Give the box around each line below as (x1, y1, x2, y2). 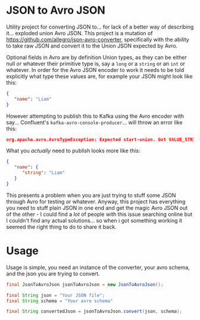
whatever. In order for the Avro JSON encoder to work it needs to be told (6, 66, 185, 73)
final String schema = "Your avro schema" (6, 298, 113, 304)
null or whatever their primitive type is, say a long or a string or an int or (6, 60, 186, 67)
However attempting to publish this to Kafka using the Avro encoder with (6, 112, 185, 120)
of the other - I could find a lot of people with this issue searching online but (6, 211, 193, 218)
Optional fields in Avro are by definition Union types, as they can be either (6, 54, 187, 61)
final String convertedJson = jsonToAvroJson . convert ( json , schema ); (6, 309, 183, 315)
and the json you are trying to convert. (6, 270, 100, 277)
